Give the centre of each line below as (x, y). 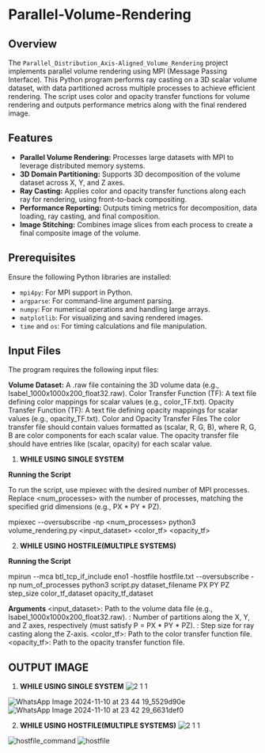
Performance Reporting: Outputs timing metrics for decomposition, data (138, 207)
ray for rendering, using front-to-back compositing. (103, 199)
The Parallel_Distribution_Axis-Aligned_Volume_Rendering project (118, 63)
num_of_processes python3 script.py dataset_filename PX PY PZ (124, 585)
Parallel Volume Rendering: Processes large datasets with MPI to (127, 157)
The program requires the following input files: (84, 370)
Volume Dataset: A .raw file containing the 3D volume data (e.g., (114, 385)
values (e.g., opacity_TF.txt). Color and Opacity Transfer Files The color (125, 419)
